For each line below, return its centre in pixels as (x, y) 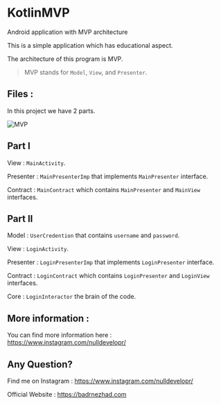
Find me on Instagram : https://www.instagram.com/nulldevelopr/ (100, 381)
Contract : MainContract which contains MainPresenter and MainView (104, 189)
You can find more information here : (60, 335)
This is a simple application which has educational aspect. (90, 45)
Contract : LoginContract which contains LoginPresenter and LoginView (108, 276)
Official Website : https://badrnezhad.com (67, 394)
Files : (20, 94)
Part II (20, 219)
